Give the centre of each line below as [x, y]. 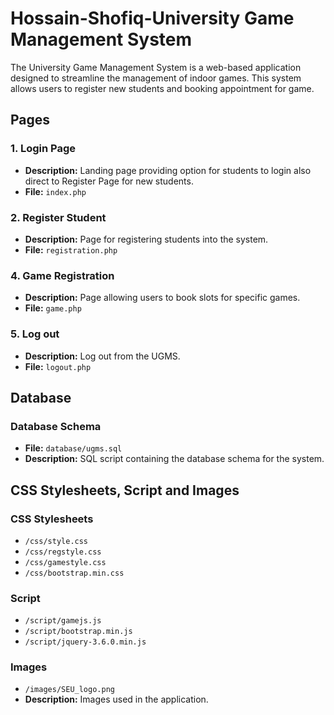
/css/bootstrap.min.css [74, 573]
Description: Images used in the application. [116, 699]
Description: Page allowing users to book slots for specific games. [162, 298]
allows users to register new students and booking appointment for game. [162, 88]
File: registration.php [71, 249]
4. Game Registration [62, 275]
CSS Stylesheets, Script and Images [125, 490]
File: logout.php [58, 366]
